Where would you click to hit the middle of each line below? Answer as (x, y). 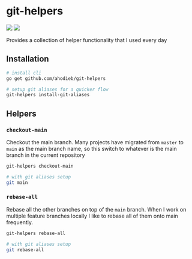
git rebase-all (25, 250)
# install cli (24, 73)
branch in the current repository (46, 155)
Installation (28, 59)
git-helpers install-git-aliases (48, 95)
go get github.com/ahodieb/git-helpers (56, 78)
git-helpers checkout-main (40, 166)
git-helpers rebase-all (36, 233)
